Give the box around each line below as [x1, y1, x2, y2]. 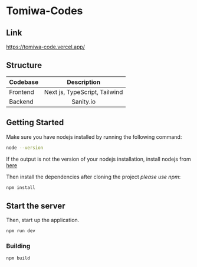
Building [6, 242, 31, 250]
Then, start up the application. [6, 217, 80, 224]
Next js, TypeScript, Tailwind [44, 87, 123, 96]
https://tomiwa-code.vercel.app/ [6, 43, 86, 50]
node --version [6, 145, 44, 151]
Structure [6, 60, 42, 70]
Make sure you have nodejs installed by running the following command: [6, 133, 182, 140]
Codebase [9, 78, 39, 86]
